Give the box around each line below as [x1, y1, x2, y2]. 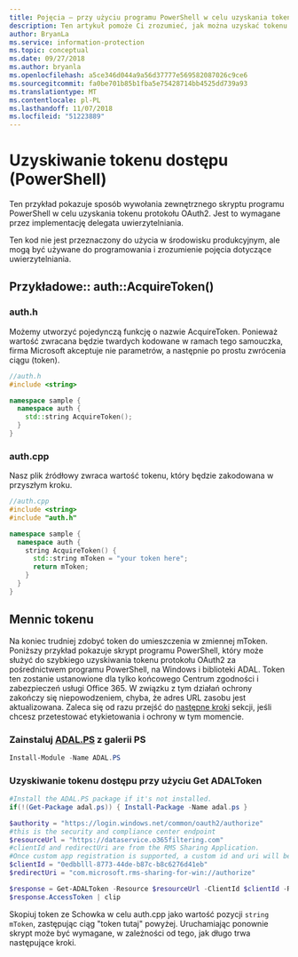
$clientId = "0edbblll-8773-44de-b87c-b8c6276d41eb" [9, 860, 208, 869]
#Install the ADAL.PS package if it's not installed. [9, 794, 213, 804]
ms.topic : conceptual [9, 46, 90, 55]
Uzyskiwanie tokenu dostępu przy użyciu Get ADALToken [9, 774, 263, 786]
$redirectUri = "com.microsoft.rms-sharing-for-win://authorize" [9, 868, 255, 878]
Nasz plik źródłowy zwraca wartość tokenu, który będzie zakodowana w [9, 470, 274, 481]
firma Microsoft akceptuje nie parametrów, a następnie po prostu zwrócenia [9, 345, 286, 355]
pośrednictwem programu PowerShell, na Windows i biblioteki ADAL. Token [9, 664, 286, 674]
